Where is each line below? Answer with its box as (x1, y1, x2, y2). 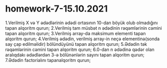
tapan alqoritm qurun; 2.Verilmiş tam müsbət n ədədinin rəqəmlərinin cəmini (5, 25, 162, 31)
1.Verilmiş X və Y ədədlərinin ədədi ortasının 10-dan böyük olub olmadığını (5, 20, 158, 26)
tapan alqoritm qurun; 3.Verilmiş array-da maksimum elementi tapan (5, 30, 146, 36)
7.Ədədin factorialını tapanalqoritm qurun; (5, 57, 91, 63)
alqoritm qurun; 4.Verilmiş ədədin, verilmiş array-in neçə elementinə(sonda (5, 36, 160, 42)
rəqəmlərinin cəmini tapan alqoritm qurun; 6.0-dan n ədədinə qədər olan (5, 46, 154, 52)
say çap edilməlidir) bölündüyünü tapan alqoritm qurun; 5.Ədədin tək (5, 41, 147, 47)
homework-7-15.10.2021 (5, 3, 108, 15)
